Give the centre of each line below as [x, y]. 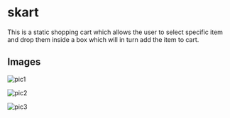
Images [24, 62]
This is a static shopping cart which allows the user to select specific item [115, 32]
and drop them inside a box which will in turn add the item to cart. [103, 39]
